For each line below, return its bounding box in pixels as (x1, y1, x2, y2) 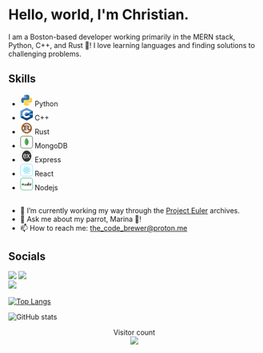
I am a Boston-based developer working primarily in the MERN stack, (8, 32, 236, 42)
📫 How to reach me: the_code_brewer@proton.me (19, 224, 188, 233)
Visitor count (113, 327, 156, 337)
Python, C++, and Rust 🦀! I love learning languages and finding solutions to (8, 40, 256, 50)
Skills (8, 72, 36, 85)
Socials (8, 249, 46, 263)
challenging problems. (8, 49, 82, 58)
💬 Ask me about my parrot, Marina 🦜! (19, 214, 142, 224)
